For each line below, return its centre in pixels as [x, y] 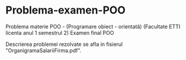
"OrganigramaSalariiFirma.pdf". [44, 50]
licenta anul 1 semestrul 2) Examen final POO [60, 32]
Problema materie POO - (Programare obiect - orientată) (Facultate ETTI [93, 26]
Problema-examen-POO [66, 10]
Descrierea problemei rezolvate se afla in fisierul [64, 44]
